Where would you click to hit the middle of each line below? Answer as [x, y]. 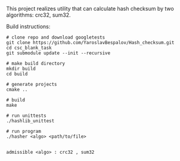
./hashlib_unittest [30, 121]
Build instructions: [28, 27]
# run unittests [26, 116]
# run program [24, 131]
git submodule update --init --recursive [58, 53]
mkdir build [21, 69]
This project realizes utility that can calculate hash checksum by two [90, 9]
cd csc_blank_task [29, 48]
